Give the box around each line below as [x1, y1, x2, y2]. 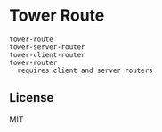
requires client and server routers [17, 66, 153, 75]
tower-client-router [9, 50, 86, 59]
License [9, 90, 54, 105]
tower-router [9, 58, 58, 67]
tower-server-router [9, 42, 86, 52]
